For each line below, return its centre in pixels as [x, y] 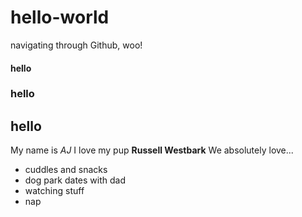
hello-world [60, 17]
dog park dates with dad [75, 180]
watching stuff [54, 191]
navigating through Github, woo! [76, 45]
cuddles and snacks [66, 170]
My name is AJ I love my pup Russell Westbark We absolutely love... [152, 150]
